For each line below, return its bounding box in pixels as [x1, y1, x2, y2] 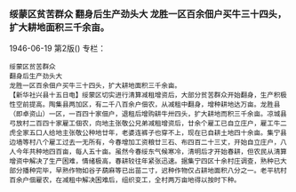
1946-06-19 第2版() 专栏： [9, 43, 107, 54]
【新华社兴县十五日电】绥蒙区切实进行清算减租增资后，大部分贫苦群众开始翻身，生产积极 [9, 91, 287, 100]
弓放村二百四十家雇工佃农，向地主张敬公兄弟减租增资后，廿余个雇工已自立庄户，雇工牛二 [9, 119, 287, 128]
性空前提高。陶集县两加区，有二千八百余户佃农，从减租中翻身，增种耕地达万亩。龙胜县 [9, 100, 281, 109]
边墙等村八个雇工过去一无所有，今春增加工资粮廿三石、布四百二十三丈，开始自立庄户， [9, 138, 281, 148]
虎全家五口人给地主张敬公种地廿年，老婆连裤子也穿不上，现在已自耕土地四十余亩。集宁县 [9, 129, 287, 138]
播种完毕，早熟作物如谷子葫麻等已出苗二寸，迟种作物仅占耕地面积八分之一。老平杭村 [21, 166, 287, 175]
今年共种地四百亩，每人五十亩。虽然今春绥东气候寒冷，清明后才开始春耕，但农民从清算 [15, 148, 287, 156]
